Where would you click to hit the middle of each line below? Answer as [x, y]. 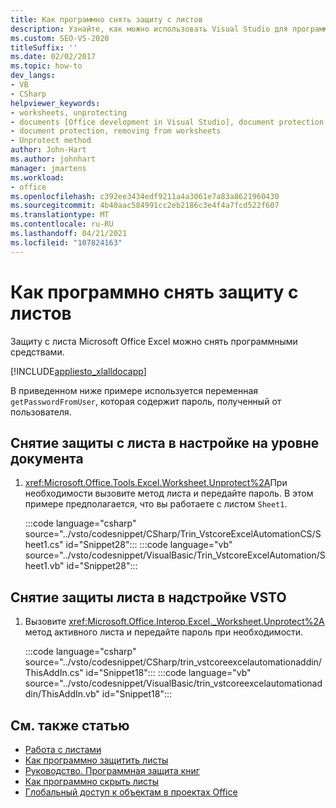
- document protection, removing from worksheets [116, 131]
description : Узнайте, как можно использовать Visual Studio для [149, 29]
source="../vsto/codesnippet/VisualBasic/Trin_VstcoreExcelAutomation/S [175, 555]
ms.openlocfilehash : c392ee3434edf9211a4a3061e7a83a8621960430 [145, 196]
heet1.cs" [44, 545]
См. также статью [70, 725]
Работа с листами [63, 749]
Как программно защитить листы [96, 760]
